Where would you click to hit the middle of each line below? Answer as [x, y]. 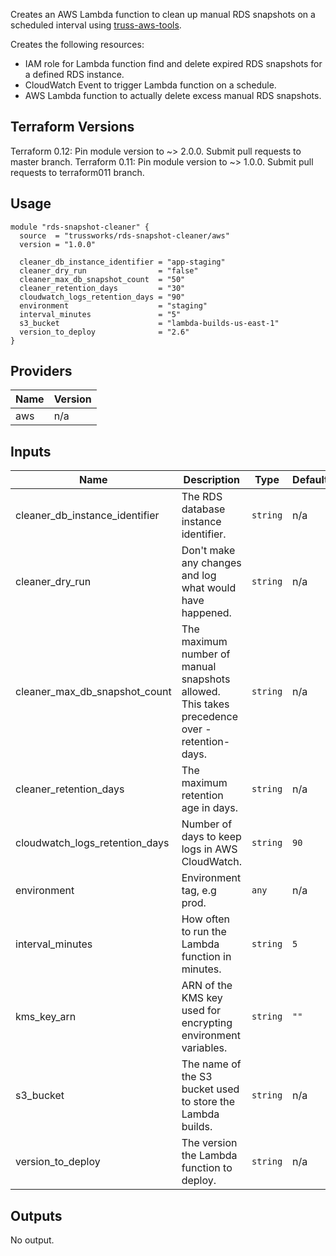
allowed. [201, 692]
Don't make [208, 551]
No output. [32, 1240]
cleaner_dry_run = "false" [109, 270]
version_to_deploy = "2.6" [104, 332]
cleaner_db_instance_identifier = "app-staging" [122, 262]
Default [310, 480]
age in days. [209, 808]
